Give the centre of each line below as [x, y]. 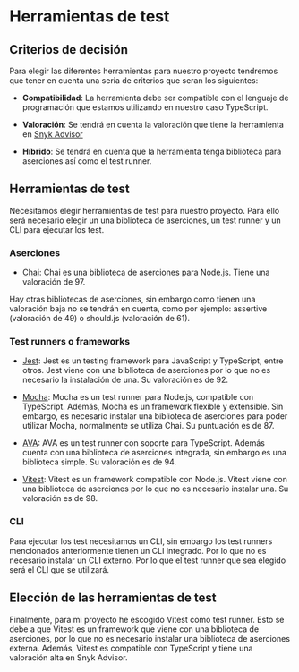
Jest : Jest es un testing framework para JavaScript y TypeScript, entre [153, 361]
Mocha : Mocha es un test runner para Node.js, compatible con [138, 397]
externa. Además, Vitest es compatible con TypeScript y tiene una [131, 648]
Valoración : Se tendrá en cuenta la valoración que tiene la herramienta [153, 124]
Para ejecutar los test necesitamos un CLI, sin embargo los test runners [141, 541]
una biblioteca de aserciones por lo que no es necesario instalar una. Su [155, 489]
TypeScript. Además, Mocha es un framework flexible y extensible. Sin [153, 407]
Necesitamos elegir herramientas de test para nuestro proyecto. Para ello [145, 210]
